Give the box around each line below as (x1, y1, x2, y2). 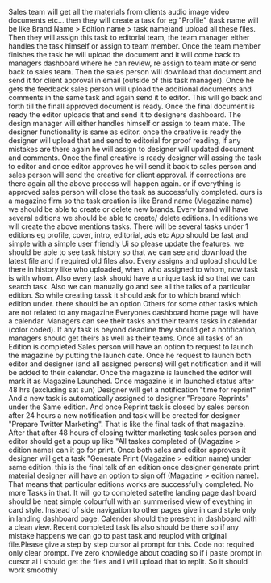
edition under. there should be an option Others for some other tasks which (8, 299, 258, 308)
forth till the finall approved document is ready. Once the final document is (8, 101, 256, 111)
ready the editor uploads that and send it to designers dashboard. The (8, 110, 242, 120)
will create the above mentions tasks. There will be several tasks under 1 (8, 222, 248, 231)
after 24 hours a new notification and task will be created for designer (8, 411, 240, 420)
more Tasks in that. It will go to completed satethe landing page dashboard (8, 488, 256, 497)
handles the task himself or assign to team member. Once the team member (8, 41, 261, 51)
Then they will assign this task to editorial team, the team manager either (8, 32, 250, 42)
